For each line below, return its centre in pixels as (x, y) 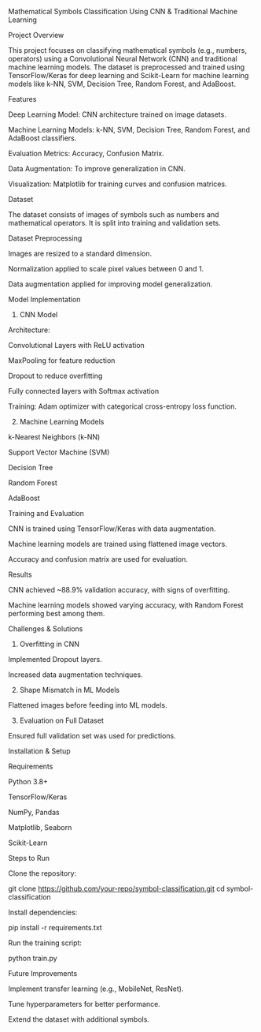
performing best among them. (57, 613)
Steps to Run (29, 858)
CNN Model (39, 314)
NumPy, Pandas (34, 812)
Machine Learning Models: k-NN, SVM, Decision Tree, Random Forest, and (129, 130)
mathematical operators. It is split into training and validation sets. (115, 223)
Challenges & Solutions (46, 629)
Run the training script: (45, 943)
